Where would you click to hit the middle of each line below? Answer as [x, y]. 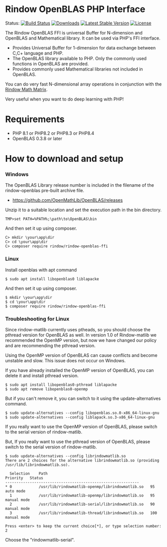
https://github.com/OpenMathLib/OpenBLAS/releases [68, 200]
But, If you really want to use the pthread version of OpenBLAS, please [78, 441]
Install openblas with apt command [41, 270]
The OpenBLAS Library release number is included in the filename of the [80, 185]
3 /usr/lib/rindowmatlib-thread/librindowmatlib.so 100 [83, 513]
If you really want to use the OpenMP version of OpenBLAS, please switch [81, 426]
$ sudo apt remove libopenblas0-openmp [47, 389]
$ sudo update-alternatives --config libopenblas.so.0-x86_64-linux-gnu [82, 413]
